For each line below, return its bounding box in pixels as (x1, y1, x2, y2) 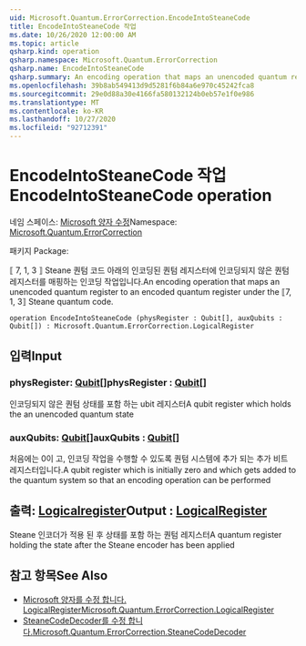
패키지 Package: (9, 245, 69, 256)
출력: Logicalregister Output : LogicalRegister (9, 503, 268, 519)
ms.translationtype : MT (9, 97, 100, 107)
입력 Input (9, 348, 62, 364)
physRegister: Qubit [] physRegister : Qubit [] (9, 377, 207, 389)
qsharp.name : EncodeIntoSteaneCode (9, 65, 145, 74)
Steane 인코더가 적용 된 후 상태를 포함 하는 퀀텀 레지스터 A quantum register (9, 529, 282, 540)
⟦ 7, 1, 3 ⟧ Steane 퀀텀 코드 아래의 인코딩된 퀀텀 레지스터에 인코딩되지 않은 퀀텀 (9, 265, 290, 276)
